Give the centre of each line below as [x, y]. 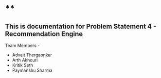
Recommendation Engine [44, 34]
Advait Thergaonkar [32, 55]
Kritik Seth [22, 65]
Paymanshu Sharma [32, 70]
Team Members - [22, 46]
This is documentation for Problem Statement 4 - [81, 26]
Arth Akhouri [25, 60]
